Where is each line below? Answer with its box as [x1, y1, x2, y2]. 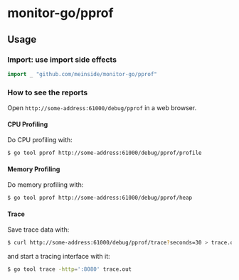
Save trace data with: [7, 225, 70, 234]
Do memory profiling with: [7, 181, 84, 189]
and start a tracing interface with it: [7, 252, 110, 261]
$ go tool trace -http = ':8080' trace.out [7, 266, 132, 273]
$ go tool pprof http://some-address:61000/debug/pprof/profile [7, 149, 202, 157]
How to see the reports [7, 87, 88, 97]
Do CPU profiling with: [7, 136, 73, 144]
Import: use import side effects [7, 55, 117, 65]
